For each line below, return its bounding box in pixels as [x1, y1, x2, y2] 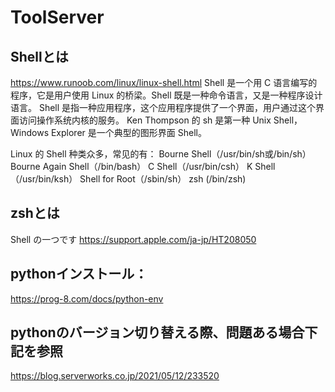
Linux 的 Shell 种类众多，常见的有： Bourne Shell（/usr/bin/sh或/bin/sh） [10, 148, 312, 160]
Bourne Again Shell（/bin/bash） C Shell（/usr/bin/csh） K [10, 161, 253, 172]
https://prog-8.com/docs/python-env [10, 292, 164, 305]
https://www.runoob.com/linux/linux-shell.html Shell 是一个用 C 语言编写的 [10, 77, 318, 88]
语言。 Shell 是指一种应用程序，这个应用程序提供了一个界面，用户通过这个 [10, 102, 317, 113]
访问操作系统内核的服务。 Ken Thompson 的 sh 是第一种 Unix [18, 114, 272, 126]
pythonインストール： [10, 266, 148, 283]
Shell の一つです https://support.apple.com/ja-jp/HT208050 [10, 233, 257, 245]
